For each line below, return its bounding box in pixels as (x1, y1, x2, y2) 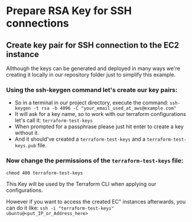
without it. (14, 130, 40, 137)
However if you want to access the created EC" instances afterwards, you (6, 198, 186, 205)
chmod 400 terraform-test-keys (6, 170, 83, 176)
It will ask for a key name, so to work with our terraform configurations (14, 111, 186, 118)
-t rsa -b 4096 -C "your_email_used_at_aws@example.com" (33, 105, 177, 111)
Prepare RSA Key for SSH (6, 4, 132, 18)
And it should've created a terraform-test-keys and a (14, 135, 146, 143)
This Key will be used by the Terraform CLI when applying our (6, 180, 157, 187)
